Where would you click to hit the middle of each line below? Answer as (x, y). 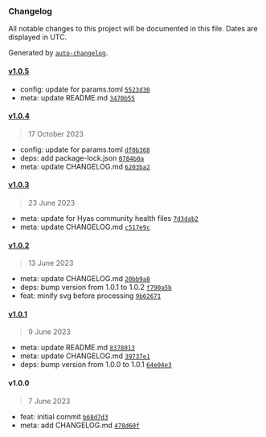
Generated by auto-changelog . (58, 53)
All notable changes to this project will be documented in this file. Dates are (133, 29)
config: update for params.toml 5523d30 (85, 89)
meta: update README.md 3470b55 (77, 97)
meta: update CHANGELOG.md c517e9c (85, 227)
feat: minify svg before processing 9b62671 (90, 296)
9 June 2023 (49, 332)
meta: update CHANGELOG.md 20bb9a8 (85, 279)
